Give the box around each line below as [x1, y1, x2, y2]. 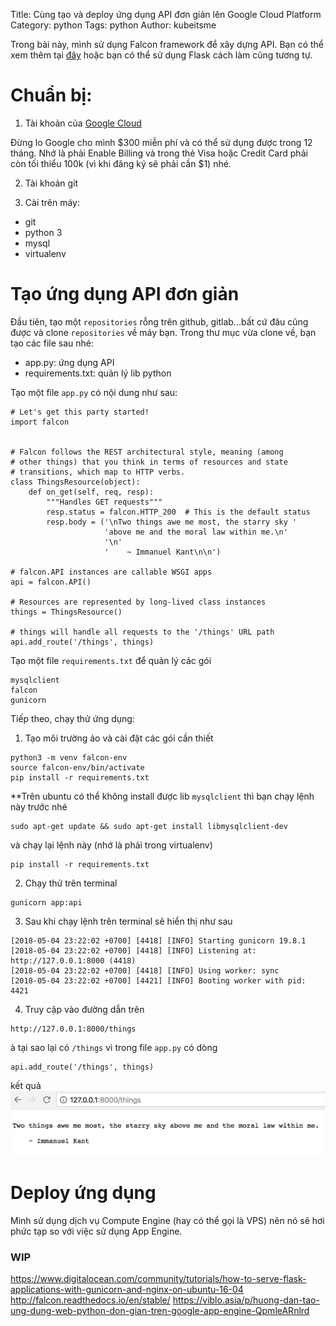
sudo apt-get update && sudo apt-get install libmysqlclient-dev [10, 821, 288, 831]
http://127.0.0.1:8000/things [10, 1024, 137, 1034]
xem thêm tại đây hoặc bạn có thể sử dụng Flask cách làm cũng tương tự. [10, 49, 313, 61]
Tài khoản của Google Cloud [24, 117, 142, 129]
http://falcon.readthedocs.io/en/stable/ [10, 1294, 171, 1306]
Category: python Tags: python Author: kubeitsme [10, 19, 217, 31]
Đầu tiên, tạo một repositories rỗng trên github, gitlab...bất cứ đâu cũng [10, 315, 309, 328]
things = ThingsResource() [10, 607, 123, 617]
